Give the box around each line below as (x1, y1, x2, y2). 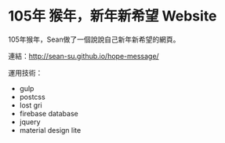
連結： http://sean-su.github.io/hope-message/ (8, 51, 159, 60)
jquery (19, 117, 41, 126)
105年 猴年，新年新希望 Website (8, 7, 217, 25)
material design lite (19, 125, 82, 134)
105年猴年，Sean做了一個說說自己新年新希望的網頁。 (8, 35, 180, 44)
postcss (19, 92, 45, 101)
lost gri (19, 100, 42, 110)
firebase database (19, 108, 78, 118)
